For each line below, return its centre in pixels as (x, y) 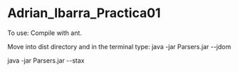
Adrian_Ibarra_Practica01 (84, 13)
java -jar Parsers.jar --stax (46, 60)
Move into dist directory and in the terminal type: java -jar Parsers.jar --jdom (119, 46)
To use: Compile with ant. (45, 33)
